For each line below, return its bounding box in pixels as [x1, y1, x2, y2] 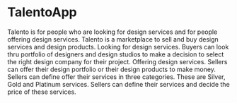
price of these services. [7, 87, 76, 96]
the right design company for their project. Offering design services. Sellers [7, 57, 228, 66]
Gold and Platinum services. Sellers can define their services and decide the [7, 80, 230, 88]
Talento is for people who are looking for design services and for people [7, 28, 218, 36]
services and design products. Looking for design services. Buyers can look [7, 42, 229, 51]
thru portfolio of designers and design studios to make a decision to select [7, 50, 224, 59]
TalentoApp [7, 4, 78, 20]
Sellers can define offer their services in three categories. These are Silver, [7, 72, 226, 81]
